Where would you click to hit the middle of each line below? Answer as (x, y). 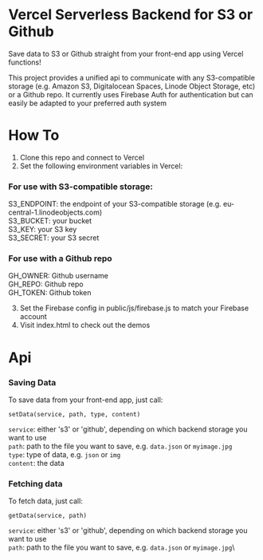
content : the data (36, 463)
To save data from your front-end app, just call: (86, 400)
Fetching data (35, 483)
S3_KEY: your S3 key (43, 230)
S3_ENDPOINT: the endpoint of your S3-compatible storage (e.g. (115, 204)
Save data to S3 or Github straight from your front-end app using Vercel (126, 53)
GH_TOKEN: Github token (50, 293)
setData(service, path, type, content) (75, 414)
